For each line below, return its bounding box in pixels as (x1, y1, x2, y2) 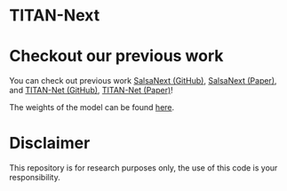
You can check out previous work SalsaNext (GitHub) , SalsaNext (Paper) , (9, 76, 277, 86)
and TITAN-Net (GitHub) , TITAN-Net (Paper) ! (9, 85, 173, 96)
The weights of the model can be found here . (9, 102, 175, 113)
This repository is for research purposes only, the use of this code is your (9, 163, 278, 173)
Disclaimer (9, 133, 91, 154)
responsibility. (9, 172, 60, 183)
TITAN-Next (9, 5, 100, 26)
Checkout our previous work (9, 46, 224, 67)
